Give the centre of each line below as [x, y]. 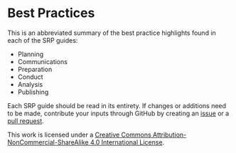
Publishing [33, 92]
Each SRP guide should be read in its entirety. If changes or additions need [117, 105]
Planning [31, 54]
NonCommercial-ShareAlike [48, 142]
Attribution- [170, 134]
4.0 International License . [127, 142]
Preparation [35, 69]
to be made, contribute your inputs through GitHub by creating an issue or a [118, 113]
